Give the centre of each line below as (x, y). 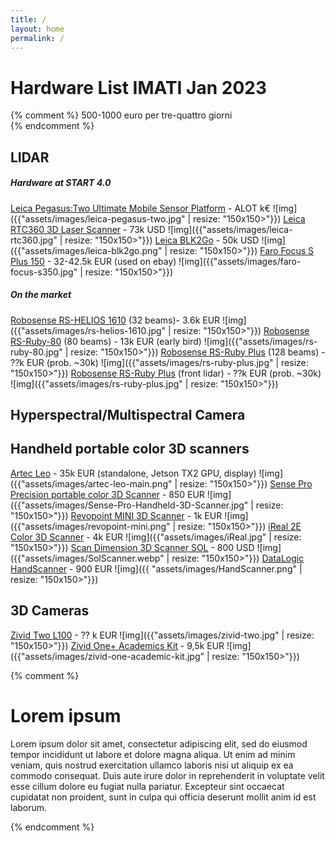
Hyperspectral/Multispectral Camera (128, 415)
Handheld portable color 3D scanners (130, 449)
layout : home (37, 29)
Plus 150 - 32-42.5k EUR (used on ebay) (93, 261)
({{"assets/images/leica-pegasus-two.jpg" (98, 218)
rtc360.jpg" (34, 240)
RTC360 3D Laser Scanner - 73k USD (88, 229)
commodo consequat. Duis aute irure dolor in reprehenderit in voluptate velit (167, 775)
